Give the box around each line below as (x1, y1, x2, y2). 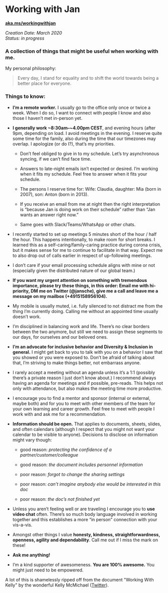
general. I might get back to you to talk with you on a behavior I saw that (12, 349, 162, 355)
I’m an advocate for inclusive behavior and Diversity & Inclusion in (12, 344, 153, 350)
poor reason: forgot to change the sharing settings (20, 471, 125, 477)
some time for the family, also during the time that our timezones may (12, 135, 156, 141)
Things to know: (5, 93, 46, 100)
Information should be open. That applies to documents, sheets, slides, (12, 420, 161, 427)
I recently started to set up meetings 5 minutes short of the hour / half (12, 231, 157, 237)
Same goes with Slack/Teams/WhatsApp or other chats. (20, 221, 136, 227)
